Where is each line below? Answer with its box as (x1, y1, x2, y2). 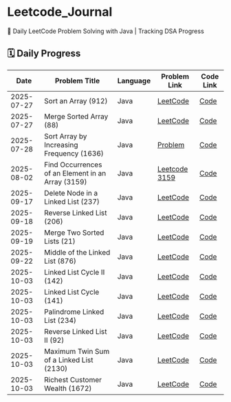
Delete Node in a (44, 188, 98, 198)
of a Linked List (44, 355, 93, 365)
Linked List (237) (44, 197, 100, 207)
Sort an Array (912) (44, 96, 108, 105)
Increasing (44, 140, 78, 149)
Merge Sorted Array (44, 112, 109, 121)
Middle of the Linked (44, 247, 111, 257)
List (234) (44, 315, 77, 325)
